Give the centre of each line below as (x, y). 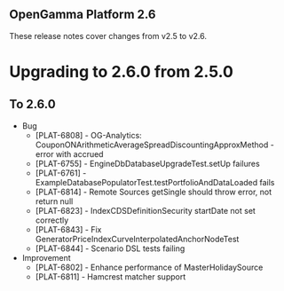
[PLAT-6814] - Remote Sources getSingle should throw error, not (154, 192)
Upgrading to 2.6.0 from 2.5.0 (121, 72)
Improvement (46, 257)
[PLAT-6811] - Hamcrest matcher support (110, 276)
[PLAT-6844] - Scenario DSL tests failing (110, 248)
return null (54, 201)
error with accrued (69, 153)
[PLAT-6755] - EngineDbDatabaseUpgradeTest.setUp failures (147, 163)
